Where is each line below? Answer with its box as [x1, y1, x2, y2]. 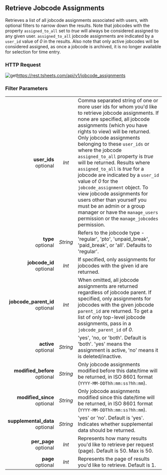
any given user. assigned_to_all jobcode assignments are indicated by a [5, 33, 154, 39]
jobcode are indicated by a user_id [78, 171, 159, 178]
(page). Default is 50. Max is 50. [78, 447, 153, 454]
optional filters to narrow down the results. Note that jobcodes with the [5, 22, 150, 28]
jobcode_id [27, 259, 55, 266]
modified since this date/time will [78, 394, 155, 401]
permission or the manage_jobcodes [78, 215, 159, 222]
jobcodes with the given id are [78, 262, 148, 269]
